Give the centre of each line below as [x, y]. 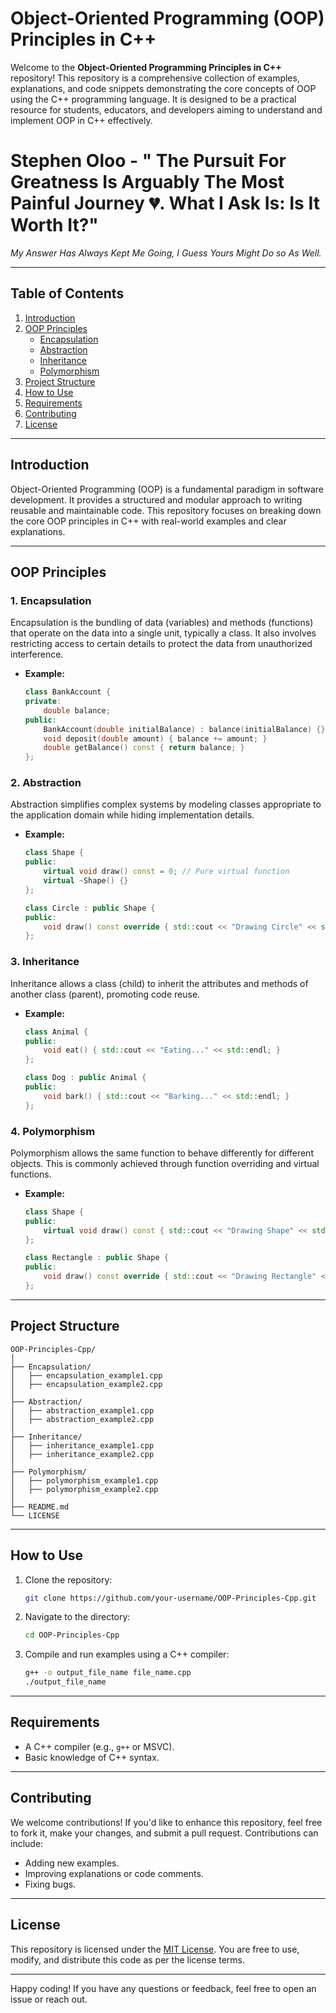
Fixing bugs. [50, 1884]
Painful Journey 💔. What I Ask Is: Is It [165, 203]
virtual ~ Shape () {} [86, 881]
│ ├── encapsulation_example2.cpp [86, 1384]
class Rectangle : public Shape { [96, 1258]
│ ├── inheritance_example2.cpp [82, 1454]
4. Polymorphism [53, 1131]
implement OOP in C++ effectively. [81, 120]
